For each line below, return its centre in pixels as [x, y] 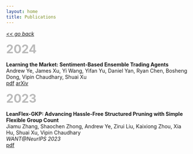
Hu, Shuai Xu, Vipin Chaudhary [43, 132]
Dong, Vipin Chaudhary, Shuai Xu [46, 77]
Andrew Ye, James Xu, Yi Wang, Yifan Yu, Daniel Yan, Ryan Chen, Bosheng [97, 70]
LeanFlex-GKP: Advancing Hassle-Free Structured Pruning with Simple [94, 114]
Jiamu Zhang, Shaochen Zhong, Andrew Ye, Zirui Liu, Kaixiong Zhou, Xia [94, 126]
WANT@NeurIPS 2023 [33, 139]
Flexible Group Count [33, 120]
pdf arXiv [17, 83]
